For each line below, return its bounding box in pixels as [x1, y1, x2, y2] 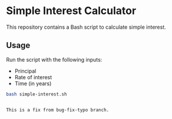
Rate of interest [14, 73, 52, 80]
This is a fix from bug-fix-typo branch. [6, 107, 110, 113]
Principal [14, 67, 37, 74]
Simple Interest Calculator [6, 4, 137, 18]
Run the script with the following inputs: [6, 56, 102, 63]
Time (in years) [14, 80, 52, 87]
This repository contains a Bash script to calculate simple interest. [6, 23, 166, 30]
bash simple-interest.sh [6, 91, 67, 97]
